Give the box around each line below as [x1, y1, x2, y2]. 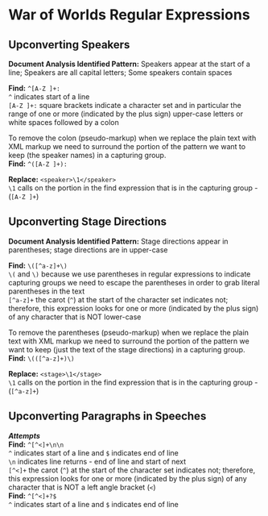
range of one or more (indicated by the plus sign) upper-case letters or [8, 109, 244, 119]
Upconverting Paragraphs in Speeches [8, 410, 207, 423]
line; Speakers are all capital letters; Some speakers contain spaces [8, 68, 233, 77]
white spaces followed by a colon [8, 118, 119, 127]
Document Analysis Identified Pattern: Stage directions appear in [8, 236, 229, 246]
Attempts [8, 431, 40, 440]
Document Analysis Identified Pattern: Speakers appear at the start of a [8, 59, 251, 69]
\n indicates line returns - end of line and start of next [8, 456, 187, 466]
